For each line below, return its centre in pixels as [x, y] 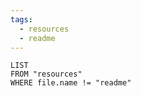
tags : [21, 19]
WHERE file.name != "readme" [71, 83]
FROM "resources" [46, 74]
